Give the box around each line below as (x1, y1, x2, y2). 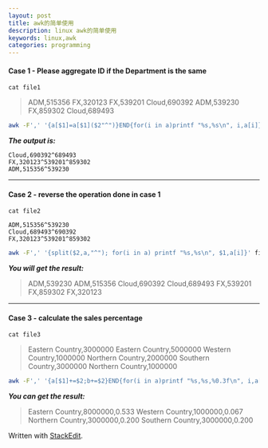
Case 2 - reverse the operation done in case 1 (8, 189, 161, 199)
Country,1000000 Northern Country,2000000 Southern (27, 353, 210, 363)
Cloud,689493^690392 (8, 228, 77, 236)
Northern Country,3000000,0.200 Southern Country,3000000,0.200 (27, 415, 254, 425)
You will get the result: (8, 264, 84, 273)
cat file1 (8, 84, 41, 92)
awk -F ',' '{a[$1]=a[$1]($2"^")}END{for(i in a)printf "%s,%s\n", (8, 121, 234, 130)
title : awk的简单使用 (8, 19, 74, 27)
